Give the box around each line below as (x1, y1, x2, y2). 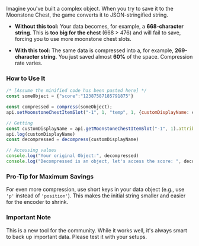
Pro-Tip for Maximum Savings (6, 172, 94, 180)
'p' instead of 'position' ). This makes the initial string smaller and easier (6, 192, 186, 199)
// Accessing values (6, 148, 57, 154)
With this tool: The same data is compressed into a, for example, (14, 47, 174, 54)
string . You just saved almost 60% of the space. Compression (40, 53, 193, 60)
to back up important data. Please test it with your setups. (6, 233, 147, 240)
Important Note (6, 213, 52, 222)
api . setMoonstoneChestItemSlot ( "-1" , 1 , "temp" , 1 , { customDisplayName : (6, 109, 190, 115)
